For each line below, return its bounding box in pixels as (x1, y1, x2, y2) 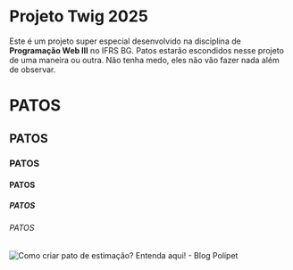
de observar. (9, 64, 56, 75)
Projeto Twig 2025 (9, 6, 149, 27)
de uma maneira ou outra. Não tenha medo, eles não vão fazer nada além (9, 54, 280, 65)
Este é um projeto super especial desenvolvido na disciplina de (9, 36, 241, 46)
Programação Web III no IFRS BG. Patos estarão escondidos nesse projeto (9, 45, 284, 55)
